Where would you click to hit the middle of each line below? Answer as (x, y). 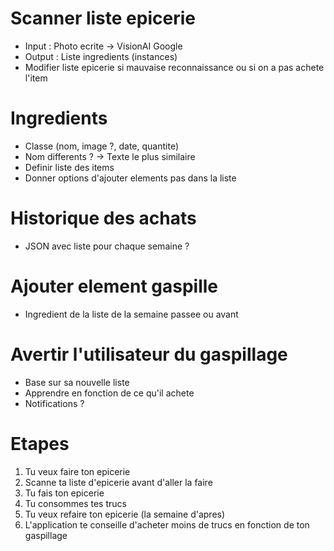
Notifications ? (54, 403)
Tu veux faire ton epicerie (77, 471)
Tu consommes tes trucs (75, 503)
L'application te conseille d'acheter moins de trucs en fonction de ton (167, 524)
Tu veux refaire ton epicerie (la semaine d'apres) (125, 514)
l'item (36, 78)
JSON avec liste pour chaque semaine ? (107, 246)
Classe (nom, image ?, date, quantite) (102, 146)
